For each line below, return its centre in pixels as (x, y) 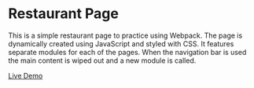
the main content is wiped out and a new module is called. (102, 60)
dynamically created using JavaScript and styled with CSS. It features (121, 43)
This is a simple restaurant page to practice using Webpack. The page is (125, 35)
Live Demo (26, 75)
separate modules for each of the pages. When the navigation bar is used (127, 52)
